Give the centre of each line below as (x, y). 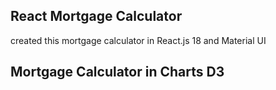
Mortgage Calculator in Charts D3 (117, 72)
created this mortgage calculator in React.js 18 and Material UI (138, 40)
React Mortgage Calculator (96, 16)
